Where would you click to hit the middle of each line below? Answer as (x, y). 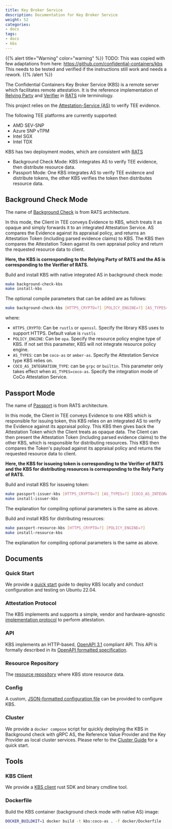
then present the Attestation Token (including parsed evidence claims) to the (86, 437)
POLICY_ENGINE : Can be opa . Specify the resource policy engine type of (87, 339)
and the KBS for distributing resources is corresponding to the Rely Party (84, 469)
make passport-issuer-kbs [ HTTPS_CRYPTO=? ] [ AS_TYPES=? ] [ (70, 494)
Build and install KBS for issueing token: (47, 484)
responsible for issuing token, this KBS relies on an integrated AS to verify (83, 421)
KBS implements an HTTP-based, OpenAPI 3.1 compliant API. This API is (81, 644)
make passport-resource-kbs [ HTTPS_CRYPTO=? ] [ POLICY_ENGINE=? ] (75, 528)
